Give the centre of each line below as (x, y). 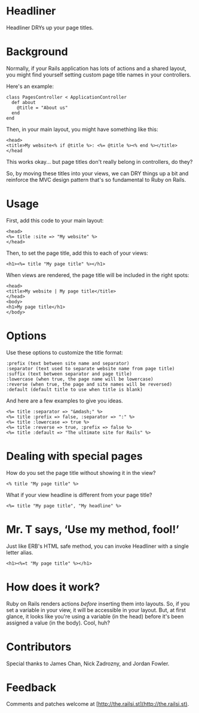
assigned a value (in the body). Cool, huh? (58, 623)
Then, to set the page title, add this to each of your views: (77, 253)
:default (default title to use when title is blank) (75, 389)
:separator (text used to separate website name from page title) (91, 368)
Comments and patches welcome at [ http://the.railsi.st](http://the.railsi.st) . (98, 704)
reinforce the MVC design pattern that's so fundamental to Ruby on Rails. (96, 179)
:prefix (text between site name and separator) (68, 363)
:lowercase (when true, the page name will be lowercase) (80, 379)
